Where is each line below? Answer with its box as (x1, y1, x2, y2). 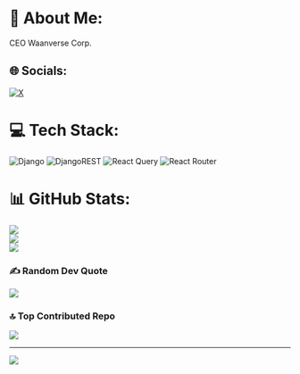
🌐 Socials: (9, 63, 68, 79)
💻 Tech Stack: (9, 120, 120, 140)
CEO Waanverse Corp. (9, 37, 92, 48)
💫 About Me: (9, 8, 104, 29)
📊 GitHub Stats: (9, 188, 131, 209)
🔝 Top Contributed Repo (9, 310, 116, 322)
